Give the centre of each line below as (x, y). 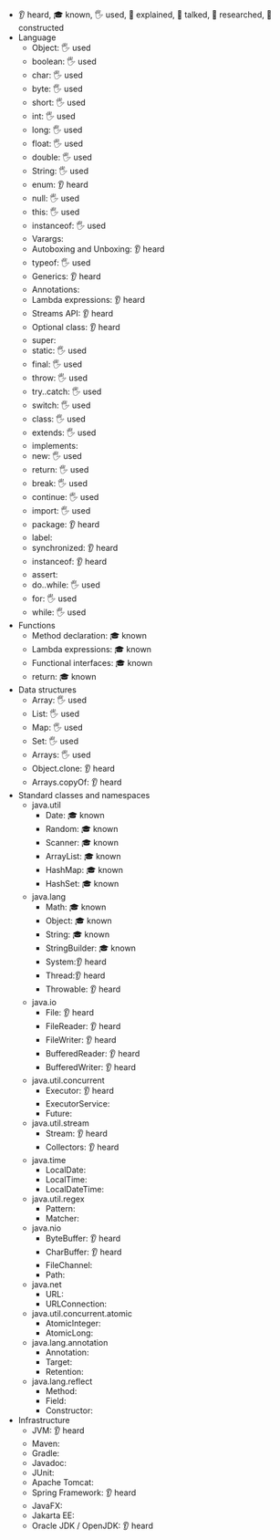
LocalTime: (66, 1180)
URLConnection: (76, 1304)
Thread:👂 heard (75, 975)
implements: (55, 446)
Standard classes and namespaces (84, 795)
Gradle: (46, 1453)
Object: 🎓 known (78, 921)
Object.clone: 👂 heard (73, 768)
